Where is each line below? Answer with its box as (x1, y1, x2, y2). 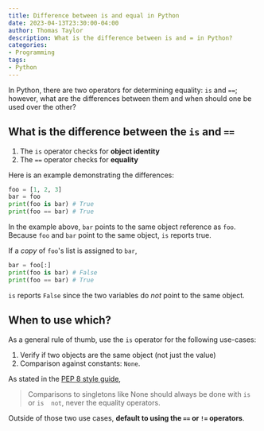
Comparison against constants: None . (19, 359, 141, 368)
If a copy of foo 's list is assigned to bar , (8, 246, 138, 255)
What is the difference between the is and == (8, 125, 235, 139)
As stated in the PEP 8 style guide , (8, 374, 122, 383)
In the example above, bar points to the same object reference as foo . (8, 222, 236, 231)
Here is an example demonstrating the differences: (8, 170, 175, 180)
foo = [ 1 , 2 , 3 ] (8, 185, 62, 193)
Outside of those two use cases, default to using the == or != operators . (8, 413, 245, 422)
